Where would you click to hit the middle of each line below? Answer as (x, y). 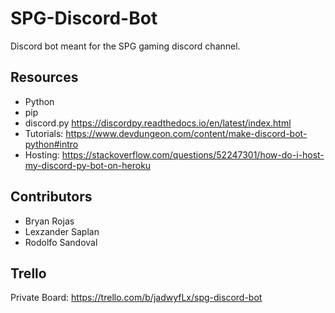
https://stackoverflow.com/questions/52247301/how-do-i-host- (193, 154)
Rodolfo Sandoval (61, 242)
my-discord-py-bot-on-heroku (88, 165)
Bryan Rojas (49, 221)
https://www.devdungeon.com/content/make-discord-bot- (186, 133)
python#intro (51, 144)
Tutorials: (44, 133)
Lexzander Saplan (62, 231)
